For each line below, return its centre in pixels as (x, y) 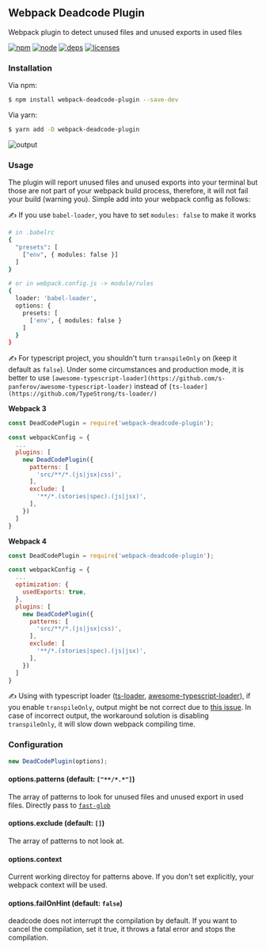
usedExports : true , (55, 592)
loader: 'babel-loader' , (56, 299)
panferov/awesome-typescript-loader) (70, 387)
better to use (29, 378)
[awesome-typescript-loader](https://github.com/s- (138, 379)
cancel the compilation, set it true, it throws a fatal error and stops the (122, 929)
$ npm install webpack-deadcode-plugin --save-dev (93, 100)
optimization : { (42, 585)
